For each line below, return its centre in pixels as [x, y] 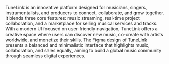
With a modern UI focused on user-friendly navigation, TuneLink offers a [81, 29]
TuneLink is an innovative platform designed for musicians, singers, [76, 7]
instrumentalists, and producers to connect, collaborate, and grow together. [85, 13]
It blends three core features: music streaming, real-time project [73, 18]
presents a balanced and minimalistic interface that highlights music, [77, 45]
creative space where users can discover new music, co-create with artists [84, 34]
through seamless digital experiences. [45, 56]
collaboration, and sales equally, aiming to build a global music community [83, 51]
